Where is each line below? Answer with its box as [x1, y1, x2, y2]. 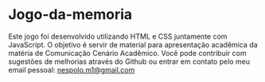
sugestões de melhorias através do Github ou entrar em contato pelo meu [8, 57, 251, 66]
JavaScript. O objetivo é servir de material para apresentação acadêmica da [8, 39, 258, 49]
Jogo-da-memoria [8, 6, 133, 24]
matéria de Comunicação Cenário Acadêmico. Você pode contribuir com [8, 48, 247, 58]
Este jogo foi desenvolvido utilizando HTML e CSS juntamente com [8, 32, 228, 41]
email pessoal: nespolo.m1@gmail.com [8, 65, 135, 74]
